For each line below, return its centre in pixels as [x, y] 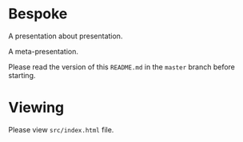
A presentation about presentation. [66, 36]
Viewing [36, 108]
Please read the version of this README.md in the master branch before [122, 67]
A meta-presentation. [43, 51]
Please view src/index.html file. [61, 129]
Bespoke [38, 14]
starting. [22, 75]
